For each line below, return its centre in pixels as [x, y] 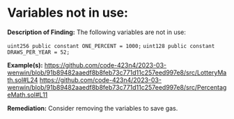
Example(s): [25, 65]
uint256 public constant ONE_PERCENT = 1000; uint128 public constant [111, 46]
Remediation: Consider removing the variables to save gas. [93, 108]
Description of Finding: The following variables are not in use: [97, 32]
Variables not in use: [68, 13]
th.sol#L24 [23, 80]
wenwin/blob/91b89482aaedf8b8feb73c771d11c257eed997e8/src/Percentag [117, 87]
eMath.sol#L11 [28, 95]
